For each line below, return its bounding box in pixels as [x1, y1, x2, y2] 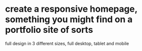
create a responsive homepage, [5, 3, 138, 15]
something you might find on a [5, 14, 133, 25]
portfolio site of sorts [5, 25, 93, 35]
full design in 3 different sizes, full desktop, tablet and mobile [5, 40, 129, 46]
